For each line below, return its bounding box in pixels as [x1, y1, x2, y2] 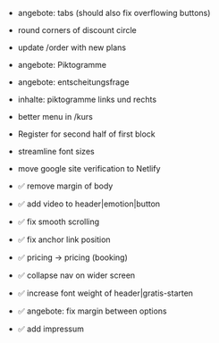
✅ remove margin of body [17, 180, 114, 191]
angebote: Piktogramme [17, 60, 107, 70]
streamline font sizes [17, 146, 96, 156]
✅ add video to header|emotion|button [17, 198, 161, 209]
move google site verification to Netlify [17, 163, 161, 173]
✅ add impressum [17, 323, 85, 334]
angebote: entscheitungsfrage [17, 77, 130, 88]
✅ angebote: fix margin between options [17, 305, 167, 316]
